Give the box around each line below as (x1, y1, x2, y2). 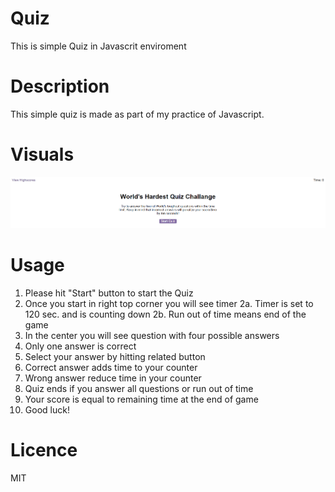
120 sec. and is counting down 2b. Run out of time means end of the (24, 308, 307, 321)
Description (10, 75, 110, 98)
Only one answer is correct (24, 340, 137, 352)
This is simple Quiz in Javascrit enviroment (10, 40, 187, 52)
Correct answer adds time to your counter (24, 362, 198, 374)
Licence (10, 439, 78, 462)
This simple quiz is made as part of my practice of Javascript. (10, 108, 265, 120)
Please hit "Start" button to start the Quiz (24, 287, 194, 299)
